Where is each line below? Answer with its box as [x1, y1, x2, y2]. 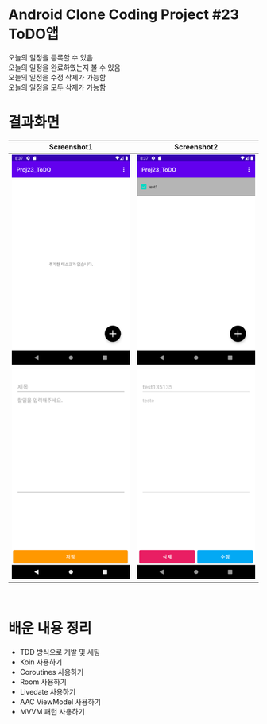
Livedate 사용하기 [19, 687, 76, 696]
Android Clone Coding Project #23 [8, 6, 240, 24]
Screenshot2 [174, 142, 219, 152]
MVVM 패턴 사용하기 [19, 707, 85, 716]
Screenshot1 [48, 142, 93, 152]
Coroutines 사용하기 [19, 667, 84, 676]
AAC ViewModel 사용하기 [19, 697, 102, 707]
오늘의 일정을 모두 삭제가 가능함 [8, 82, 106, 92]
